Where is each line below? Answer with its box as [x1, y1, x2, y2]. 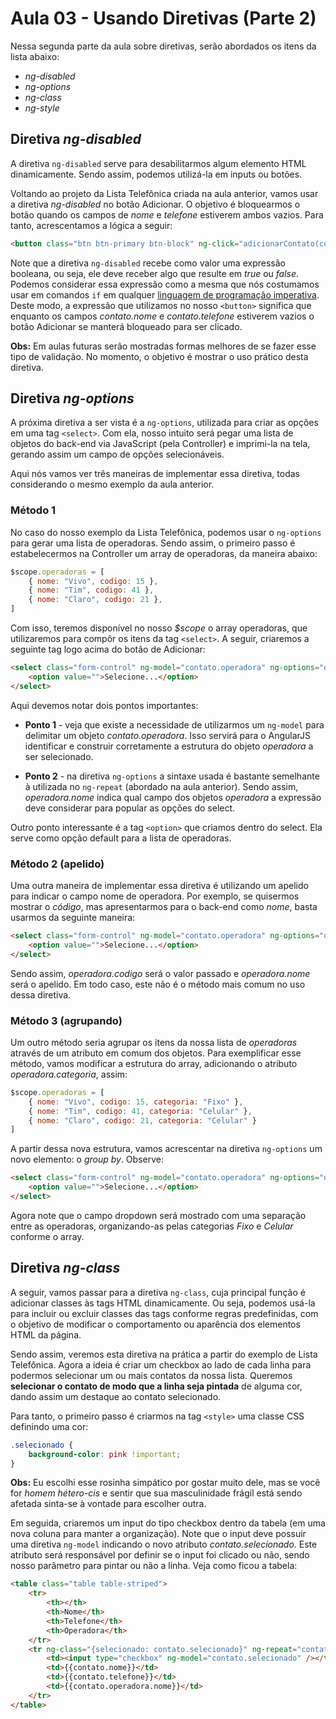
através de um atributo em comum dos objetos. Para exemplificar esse [10, 1047, 302, 1059]
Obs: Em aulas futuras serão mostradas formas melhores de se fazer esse [10, 340, 317, 352]
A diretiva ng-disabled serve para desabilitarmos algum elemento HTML [10, 157, 307, 169]
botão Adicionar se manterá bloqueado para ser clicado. [10, 320, 243, 332]
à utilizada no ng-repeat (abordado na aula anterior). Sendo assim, [24, 780, 299, 792]
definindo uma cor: [10, 1420, 89, 1432]
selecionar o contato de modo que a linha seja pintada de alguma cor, [10, 1380, 303, 1392]
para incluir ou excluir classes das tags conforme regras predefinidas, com [10, 1307, 319, 1319]
